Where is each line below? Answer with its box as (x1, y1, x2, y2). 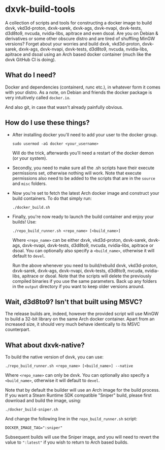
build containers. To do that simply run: (12, 195, 92, 201)
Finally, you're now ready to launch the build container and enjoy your (12, 214, 154, 220)
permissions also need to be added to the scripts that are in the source (12, 175, 156, 181)
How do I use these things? (5, 119, 90, 127)
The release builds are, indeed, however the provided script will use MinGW (5, 311, 159, 317)
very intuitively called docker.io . (5, 94, 70, 100)
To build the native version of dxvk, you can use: (5, 354, 104, 360)
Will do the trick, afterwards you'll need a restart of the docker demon (12, 150, 154, 156)
